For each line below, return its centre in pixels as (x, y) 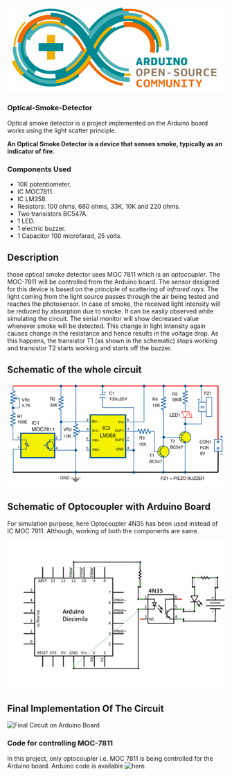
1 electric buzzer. (42, 228)
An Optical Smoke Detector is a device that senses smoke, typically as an (115, 144)
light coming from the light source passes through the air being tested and (113, 296)
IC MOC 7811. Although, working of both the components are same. (103, 531)
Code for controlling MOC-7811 (60, 743)
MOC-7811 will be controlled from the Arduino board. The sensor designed (113, 282)
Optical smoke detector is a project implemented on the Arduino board (108, 123)
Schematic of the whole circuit (74, 370)
